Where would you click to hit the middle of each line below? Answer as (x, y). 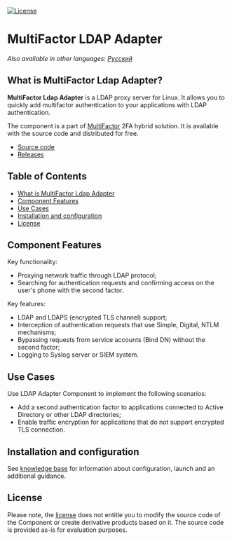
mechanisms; (37, 332)
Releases (30, 154)
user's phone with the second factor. (70, 290)
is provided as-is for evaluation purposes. (67, 530)
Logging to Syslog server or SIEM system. (78, 355)
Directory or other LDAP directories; (69, 415)
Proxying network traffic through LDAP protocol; (87, 275)
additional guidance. (37, 476)
